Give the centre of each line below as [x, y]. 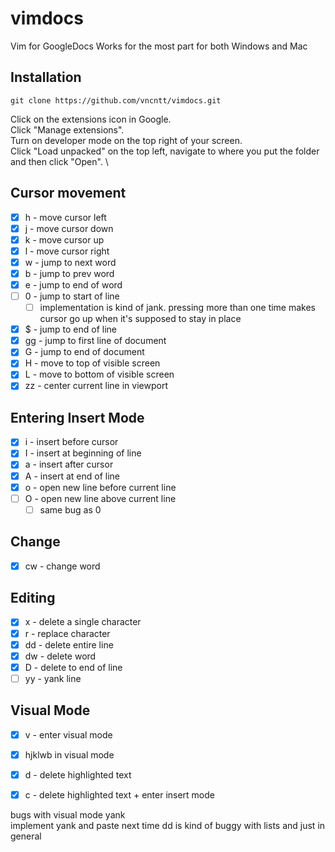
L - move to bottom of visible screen [99, 374]
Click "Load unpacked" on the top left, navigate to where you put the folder [165, 151]
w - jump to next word [70, 262]
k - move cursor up [64, 239]
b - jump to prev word [69, 273]
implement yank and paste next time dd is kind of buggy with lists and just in [168, 825]
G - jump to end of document [84, 352]
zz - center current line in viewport [96, 386]
